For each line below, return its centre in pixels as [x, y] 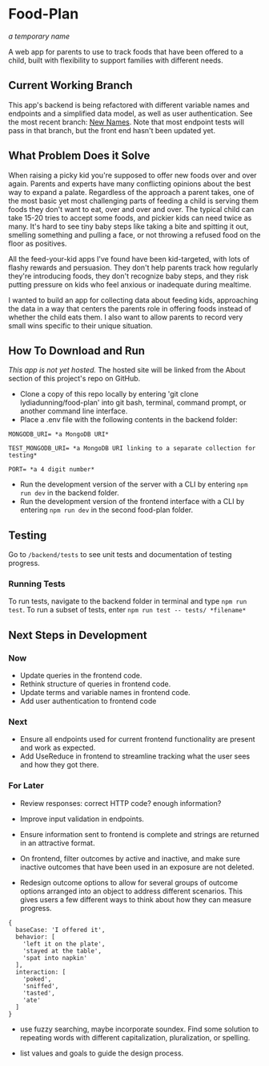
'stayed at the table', [62, 951]
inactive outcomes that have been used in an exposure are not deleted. [137, 867]
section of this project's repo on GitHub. [74, 379]
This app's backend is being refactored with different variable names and [129, 104]
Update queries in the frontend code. [81, 676]
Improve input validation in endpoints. [82, 819]
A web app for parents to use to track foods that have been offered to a [126, 51]
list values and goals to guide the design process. [102, 1053]
